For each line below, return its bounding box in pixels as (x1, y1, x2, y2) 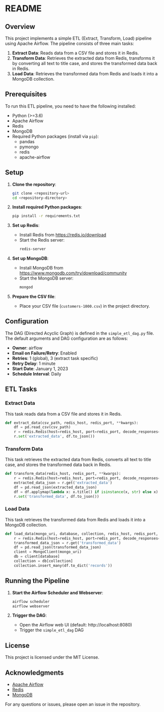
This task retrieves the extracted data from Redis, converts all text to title (5, 457, 151, 463)
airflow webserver (12, 603, 50, 609)
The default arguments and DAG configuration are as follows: (5, 335, 128, 341)
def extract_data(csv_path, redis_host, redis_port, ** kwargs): (5, 420, 139, 425)
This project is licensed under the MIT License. (5, 654, 100, 660)
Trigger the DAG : (12, 612, 47, 619)
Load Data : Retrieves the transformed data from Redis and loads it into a (12, 71, 158, 76)
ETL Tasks (5, 385, 37, 394)
